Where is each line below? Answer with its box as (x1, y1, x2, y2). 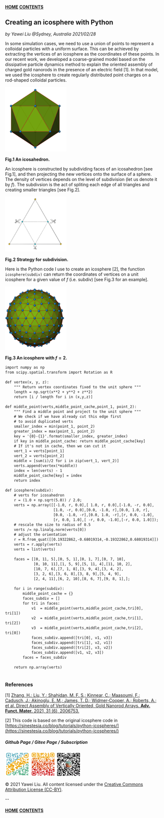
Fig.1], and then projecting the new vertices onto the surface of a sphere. (5, 171, 152, 177)
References (5, 681, 33, 688)
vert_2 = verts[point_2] (14, 454, 65, 459)
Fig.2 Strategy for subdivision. (5, 257, 69, 263)
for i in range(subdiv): (14, 586, 65, 591)
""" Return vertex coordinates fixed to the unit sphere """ (14, 385, 141, 390)
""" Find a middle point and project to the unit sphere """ (14, 409, 141, 414)
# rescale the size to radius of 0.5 (14, 523, 91, 527)
